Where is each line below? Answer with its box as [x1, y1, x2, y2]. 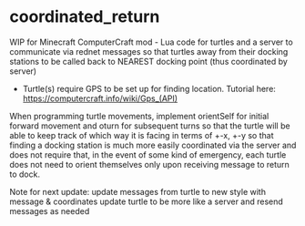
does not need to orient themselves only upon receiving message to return [9, 159, 290, 169]
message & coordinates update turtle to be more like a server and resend [9, 196, 284, 207]
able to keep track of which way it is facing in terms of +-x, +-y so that [9, 129, 274, 140]
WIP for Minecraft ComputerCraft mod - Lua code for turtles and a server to [9, 36, 293, 47]
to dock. [9, 169, 41, 180]
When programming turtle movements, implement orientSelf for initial [9, 110, 269, 121]
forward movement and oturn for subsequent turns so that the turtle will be [9, 120, 290, 131]
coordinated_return [9, 6, 160, 27]
